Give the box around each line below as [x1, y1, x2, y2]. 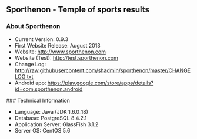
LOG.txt [14, 73, 34, 80]
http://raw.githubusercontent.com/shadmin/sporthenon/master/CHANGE [14, 67, 191, 74]
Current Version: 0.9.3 [14, 35, 69, 43]
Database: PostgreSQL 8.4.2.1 [14, 114, 87, 121]
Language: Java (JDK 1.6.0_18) [14, 108, 88, 115]
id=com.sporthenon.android [14, 85, 83, 93]
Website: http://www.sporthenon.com [14, 48, 106, 55]
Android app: [14, 79, 46, 86]
